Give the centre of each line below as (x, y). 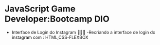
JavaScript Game (40, 9)
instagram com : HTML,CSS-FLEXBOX (50, 37)
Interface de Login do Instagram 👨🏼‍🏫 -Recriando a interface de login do (83, 32)
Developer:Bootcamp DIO (57, 19)
